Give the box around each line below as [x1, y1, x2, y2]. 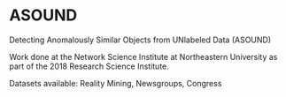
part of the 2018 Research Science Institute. [9, 61, 170, 71]
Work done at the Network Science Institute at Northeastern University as [9, 51, 278, 62]
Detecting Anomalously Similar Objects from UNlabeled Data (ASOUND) [9, 34, 272, 45]
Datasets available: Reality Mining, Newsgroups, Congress [9, 78, 222, 88]
